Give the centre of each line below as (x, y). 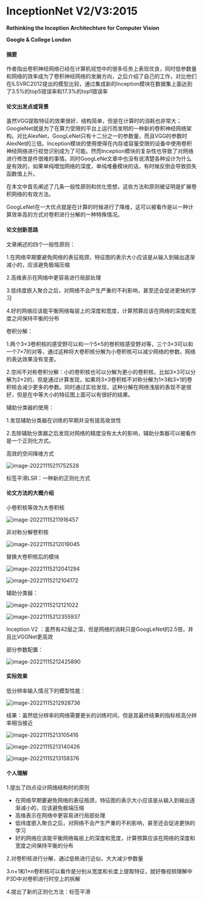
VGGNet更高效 (35, 636)
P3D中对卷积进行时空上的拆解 (43, 879)
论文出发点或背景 (27, 106)
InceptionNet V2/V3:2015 (72, 11)
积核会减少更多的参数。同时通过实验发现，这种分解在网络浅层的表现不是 (96, 387)
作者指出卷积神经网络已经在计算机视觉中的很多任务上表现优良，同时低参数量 (101, 69)
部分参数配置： (25, 649)
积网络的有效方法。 (30, 194)
